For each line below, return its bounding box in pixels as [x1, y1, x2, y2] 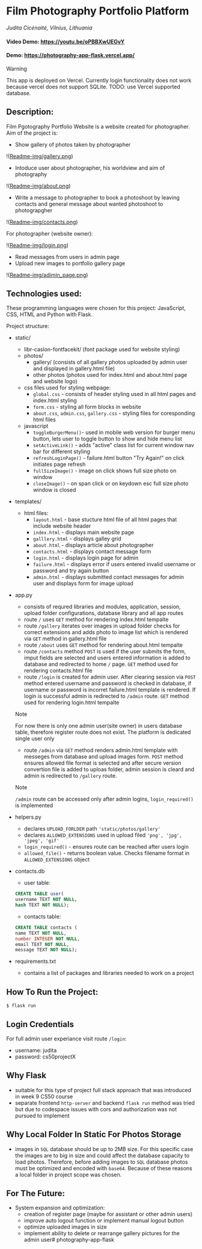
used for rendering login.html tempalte [23, 699, 120, 706]
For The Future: [6, 1188, 65, 1199]
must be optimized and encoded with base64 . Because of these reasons [14, 1164, 192, 1171]
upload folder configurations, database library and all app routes [23, 609, 184, 617]
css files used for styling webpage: [23, 384, 111, 391]
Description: [6, 107, 54, 117]
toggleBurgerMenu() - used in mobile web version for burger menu [32, 429, 195, 436]
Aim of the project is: [6, 129, 58, 136]
